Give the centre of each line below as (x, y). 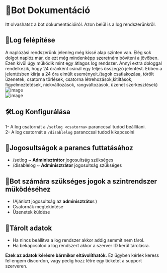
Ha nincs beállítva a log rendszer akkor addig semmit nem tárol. (78, 240)
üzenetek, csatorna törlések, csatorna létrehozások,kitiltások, (69, 79)
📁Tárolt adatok (29, 228)
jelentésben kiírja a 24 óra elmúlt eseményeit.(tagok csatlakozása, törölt (80, 74)
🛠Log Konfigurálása (38, 112)
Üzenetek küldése (31, 212)
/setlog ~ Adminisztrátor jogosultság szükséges (63, 160)
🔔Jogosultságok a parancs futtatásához (69, 148)
